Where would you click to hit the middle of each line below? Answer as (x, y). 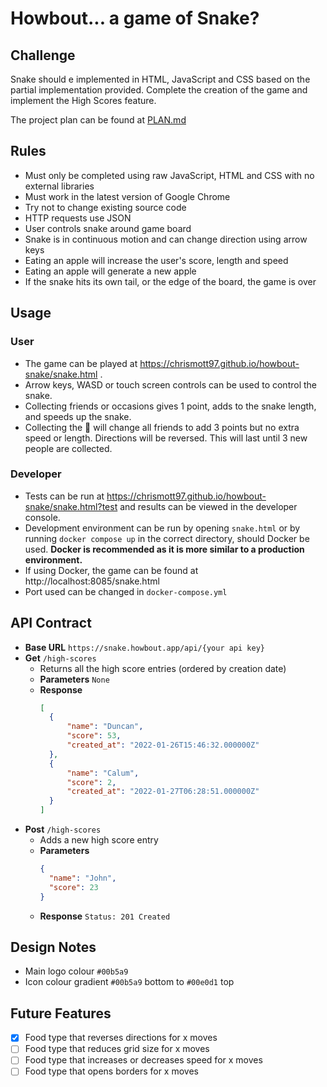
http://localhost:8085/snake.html (92, 581)
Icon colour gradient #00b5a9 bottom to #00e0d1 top (129, 982)
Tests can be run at (64, 496)
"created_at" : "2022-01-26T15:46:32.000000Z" (163, 745)
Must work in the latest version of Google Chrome (127, 196)
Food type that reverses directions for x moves (121, 1038)
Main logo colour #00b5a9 (76, 971)
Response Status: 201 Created (105, 916)
